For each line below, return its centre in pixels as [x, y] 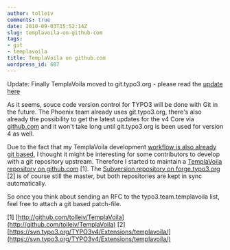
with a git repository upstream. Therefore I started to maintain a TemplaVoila [115, 161]
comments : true [29, 20]
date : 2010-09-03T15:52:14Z [47, 26]
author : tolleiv [30, 13]
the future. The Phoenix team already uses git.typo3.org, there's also [104, 112]
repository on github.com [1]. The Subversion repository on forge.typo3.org [114, 168]
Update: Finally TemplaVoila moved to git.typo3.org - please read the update [115, 84]
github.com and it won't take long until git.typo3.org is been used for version [115, 126]
